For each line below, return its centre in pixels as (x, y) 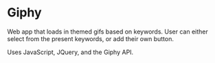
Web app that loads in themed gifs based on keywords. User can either (107, 32)
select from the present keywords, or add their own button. (90, 38)
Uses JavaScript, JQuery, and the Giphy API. (70, 52)
